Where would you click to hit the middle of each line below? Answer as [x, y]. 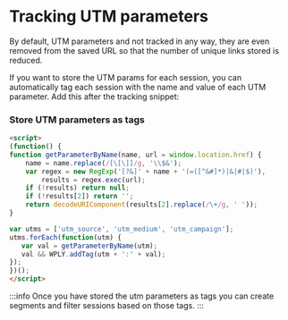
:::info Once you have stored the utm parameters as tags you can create [142, 296]
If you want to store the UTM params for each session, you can [126, 77]
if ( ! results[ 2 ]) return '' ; [80, 197]
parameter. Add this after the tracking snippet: [94, 97]
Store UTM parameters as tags [77, 120]
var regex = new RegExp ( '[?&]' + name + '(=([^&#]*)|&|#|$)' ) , [146, 172]
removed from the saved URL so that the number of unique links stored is [144, 50]
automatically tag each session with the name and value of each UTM [138, 87]
